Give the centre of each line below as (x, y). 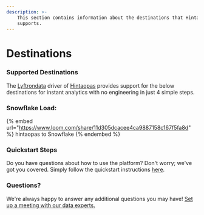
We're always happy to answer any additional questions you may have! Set (100, 199)
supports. (30, 23)
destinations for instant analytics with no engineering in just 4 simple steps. (100, 92)
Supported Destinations (42, 72)
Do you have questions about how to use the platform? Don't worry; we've (99, 163)
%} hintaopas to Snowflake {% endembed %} (63, 134)
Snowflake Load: (32, 108)
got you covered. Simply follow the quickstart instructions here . (86, 170)
